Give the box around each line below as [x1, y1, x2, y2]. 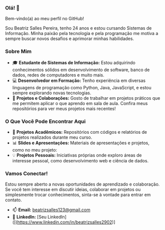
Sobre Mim [5, 48, 32, 55]
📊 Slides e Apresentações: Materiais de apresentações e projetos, [12, 140, 150, 146]
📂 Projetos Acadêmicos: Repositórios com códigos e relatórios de [12, 129, 147, 135]
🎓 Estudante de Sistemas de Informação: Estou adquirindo [12, 59, 135, 66]
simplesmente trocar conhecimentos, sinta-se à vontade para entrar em [5, 192, 151, 198]
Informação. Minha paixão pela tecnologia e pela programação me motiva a [5, 31, 159, 37]
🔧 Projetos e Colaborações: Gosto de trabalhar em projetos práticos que [12, 95, 161, 101]
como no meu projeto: [12, 147, 58, 153]
